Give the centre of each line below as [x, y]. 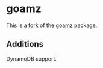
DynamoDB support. [32, 58]
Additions [25, 44]
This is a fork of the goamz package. [52, 25]
